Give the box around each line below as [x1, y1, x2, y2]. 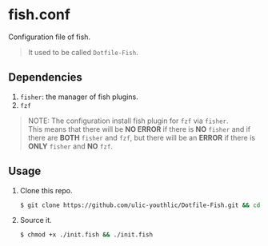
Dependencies [8, 70, 82, 85]
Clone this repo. [19, 185, 73, 195]
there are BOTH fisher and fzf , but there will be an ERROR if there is [27, 133, 256, 142]
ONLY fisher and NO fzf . [27, 141, 114, 151]
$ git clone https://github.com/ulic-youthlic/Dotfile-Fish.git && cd [19, 201, 261, 209]
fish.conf [8, 6, 70, 24]
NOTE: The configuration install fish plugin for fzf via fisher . [27, 116, 230, 125]
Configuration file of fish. [8, 32, 90, 42]
